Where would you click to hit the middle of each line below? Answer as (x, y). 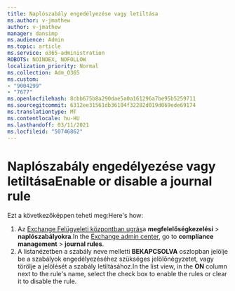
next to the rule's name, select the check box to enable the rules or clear (122, 274)
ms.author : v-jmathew (39, 20)
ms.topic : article (34, 46)
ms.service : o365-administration (56, 53)
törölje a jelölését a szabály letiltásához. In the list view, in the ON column (122, 266)
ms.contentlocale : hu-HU (43, 118)
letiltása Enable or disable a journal (110, 181)
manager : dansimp (33, 33)
